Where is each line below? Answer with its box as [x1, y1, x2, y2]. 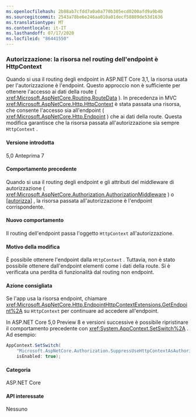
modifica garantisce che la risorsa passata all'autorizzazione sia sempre [6, 119, 180, 127]
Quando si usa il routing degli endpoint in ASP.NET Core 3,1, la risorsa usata [6, 76, 188, 83]
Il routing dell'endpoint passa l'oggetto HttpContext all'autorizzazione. [6, 230, 174, 237]
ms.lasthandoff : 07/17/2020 [6, 30, 75, 36]
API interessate [6, 392, 44, 399]
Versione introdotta [6, 139, 54, 146]
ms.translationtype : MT [6, 19, 64, 25]
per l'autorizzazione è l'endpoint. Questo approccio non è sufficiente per [6, 82, 181, 89]
